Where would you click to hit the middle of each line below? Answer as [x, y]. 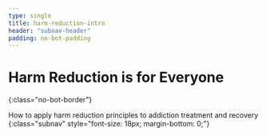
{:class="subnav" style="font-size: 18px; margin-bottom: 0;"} [109, 124]
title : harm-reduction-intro [57, 23]
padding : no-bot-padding [50, 38]
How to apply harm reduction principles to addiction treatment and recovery [133, 115]
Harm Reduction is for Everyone [116, 78]
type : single [30, 16]
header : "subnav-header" [50, 30]
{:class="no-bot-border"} [50, 100]
